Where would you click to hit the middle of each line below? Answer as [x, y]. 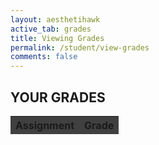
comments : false [44, 57]
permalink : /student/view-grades [80, 47]
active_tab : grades [51, 29]
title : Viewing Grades [57, 38]
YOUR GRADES [58, 97]
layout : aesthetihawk [55, 19]
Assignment [45, 125]
